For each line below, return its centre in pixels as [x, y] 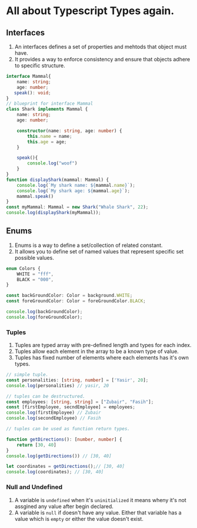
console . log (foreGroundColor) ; [44, 317]
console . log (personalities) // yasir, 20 [58, 385]
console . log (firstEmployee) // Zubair [54, 413]
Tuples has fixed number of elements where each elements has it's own [102, 358]
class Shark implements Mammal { [47, 109]
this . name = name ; [50, 136]
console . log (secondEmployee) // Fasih [54, 418]
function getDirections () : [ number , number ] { [64, 439]
